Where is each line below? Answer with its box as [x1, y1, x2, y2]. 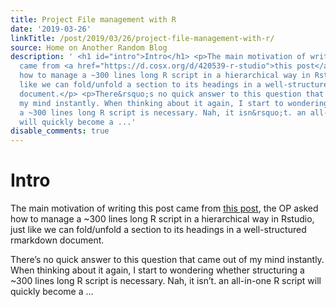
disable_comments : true [10, 126, 110, 136]
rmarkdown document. [10, 234, 105, 246]
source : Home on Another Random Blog [10, 42, 168, 53]
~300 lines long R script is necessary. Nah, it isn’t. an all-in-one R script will [10, 275, 322, 287]
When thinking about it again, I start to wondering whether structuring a [10, 264, 305, 276]
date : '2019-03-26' [10, 24, 92, 34]
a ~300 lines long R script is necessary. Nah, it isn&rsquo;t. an [19, 107, 307, 118]
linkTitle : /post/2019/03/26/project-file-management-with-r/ [10, 33, 275, 43]
